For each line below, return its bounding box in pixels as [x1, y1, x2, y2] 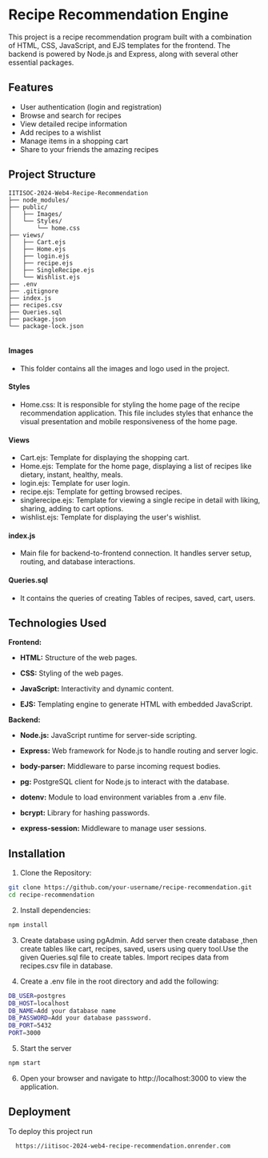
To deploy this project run [8, 1126, 94, 1136]
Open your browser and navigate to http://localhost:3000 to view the [19, 1073, 246, 1083]
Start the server [19, 1044, 72, 1053]
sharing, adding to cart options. [19, 504, 124, 514]
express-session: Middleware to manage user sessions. [19, 823, 206, 833]
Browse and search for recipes [19, 110, 122, 120]
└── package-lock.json [8, 322, 84, 330]
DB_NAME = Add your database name [8, 1007, 116, 1015]
